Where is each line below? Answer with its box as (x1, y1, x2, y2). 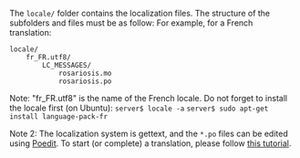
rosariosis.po (57, 77, 112, 86)
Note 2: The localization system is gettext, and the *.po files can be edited (9, 128, 289, 139)
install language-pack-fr (9, 112, 108, 121)
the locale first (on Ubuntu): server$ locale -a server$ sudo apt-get (9, 102, 269, 113)
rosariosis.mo (57, 68, 112, 78)
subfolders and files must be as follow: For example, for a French (9, 17, 253, 28)
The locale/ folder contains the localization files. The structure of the (9, 8, 271, 18)
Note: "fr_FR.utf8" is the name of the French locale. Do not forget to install (9, 93, 288, 103)
